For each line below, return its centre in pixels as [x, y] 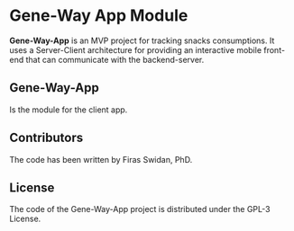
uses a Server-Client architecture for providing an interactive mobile [136, 49]
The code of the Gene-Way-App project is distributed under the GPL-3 [140, 209]
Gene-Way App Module [99, 16]
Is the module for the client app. [69, 110]
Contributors [46, 138]
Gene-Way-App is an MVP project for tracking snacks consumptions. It [142, 40]
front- [274, 49]
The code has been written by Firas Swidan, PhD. [101, 159]
